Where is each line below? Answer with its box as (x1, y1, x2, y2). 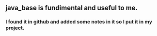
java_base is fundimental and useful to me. (5, 4, 138, 12)
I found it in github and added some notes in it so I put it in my (5, 18, 152, 25)
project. (5, 24, 25, 31)
